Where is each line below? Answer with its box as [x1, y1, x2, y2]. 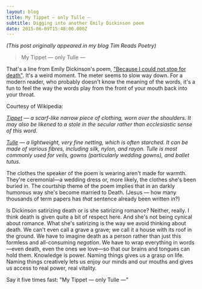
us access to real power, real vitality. [6, 264, 97, 272]
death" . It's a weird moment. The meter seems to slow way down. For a [6, 72, 183, 79]
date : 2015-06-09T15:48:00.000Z [6, 25, 87, 32]
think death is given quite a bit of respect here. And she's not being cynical [6, 213, 192, 220]
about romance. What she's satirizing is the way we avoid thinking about [6, 220, 186, 227]
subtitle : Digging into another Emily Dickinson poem [6, 20, 145, 26]
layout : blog [6, 8, 39, 15]
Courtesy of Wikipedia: [6, 103, 63, 110]
